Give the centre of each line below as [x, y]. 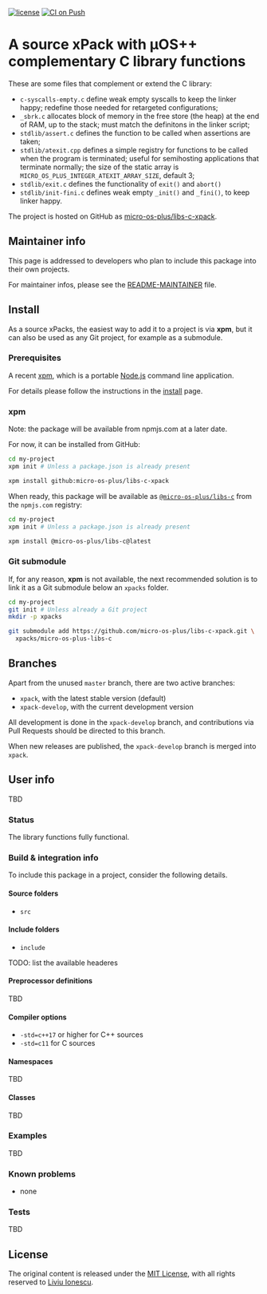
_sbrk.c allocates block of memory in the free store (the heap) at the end [139, 116]
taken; [30, 141]
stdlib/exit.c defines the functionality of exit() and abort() [120, 184]
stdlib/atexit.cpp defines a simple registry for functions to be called [134, 150]
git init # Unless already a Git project [78, 609]
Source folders [33, 893]
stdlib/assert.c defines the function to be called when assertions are [135, 133]
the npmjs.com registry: [45, 505]
